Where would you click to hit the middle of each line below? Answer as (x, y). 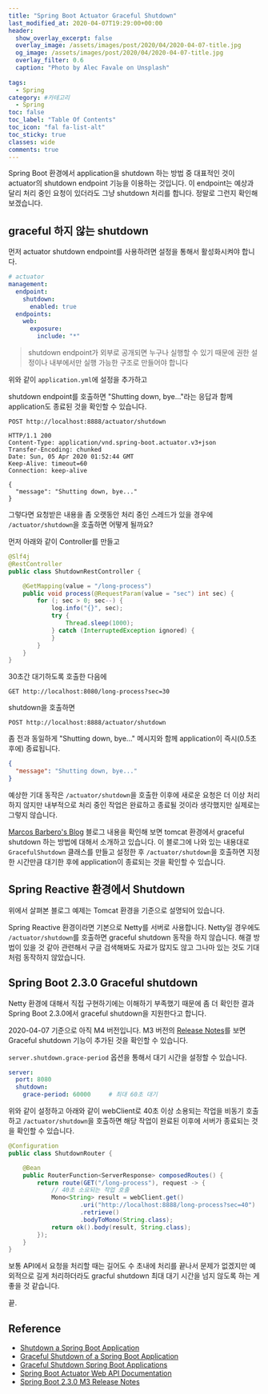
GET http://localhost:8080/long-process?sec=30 (89, 692)
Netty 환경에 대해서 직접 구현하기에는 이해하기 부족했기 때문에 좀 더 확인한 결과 (131, 1003)
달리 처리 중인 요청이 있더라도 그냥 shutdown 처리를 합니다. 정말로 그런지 (122, 194)
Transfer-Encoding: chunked (55, 450)
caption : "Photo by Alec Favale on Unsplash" (93, 68)
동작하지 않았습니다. (54, 957)
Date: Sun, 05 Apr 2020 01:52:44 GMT (71, 457)
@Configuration (34, 1146)
